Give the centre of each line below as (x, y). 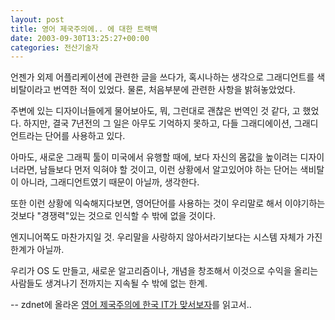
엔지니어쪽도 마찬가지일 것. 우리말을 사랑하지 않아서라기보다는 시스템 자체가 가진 (166, 237)
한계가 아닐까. (37, 250)
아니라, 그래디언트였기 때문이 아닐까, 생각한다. (110, 182)
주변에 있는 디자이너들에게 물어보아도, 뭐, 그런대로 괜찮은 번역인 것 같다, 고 (155, 111)
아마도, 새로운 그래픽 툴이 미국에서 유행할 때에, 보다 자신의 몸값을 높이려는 (154, 157)
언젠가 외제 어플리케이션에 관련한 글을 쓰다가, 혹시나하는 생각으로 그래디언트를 (162, 77)
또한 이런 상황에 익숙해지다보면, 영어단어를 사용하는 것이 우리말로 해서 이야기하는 (168, 203)
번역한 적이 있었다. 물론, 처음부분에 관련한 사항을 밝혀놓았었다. (174, 90)
